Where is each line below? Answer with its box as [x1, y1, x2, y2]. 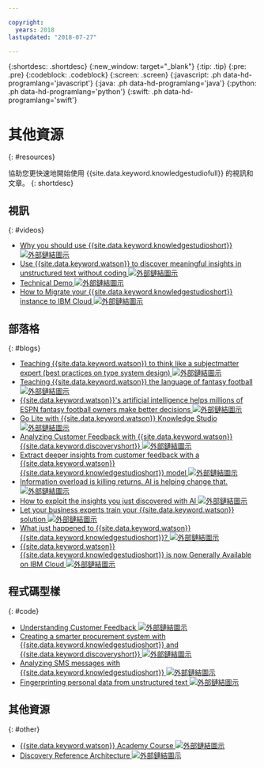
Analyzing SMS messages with [19, 658, 121, 668]
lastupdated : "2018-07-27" [8, 33, 97, 41]
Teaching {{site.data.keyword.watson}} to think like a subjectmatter [19, 358, 239, 368]
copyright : [8, 18, 44, 26]
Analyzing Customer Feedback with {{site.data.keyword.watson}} [19, 432, 233, 441]
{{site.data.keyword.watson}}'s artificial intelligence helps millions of [19, 395, 243, 404]
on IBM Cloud [19, 559, 65, 569]
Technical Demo [19, 278, 74, 288]
